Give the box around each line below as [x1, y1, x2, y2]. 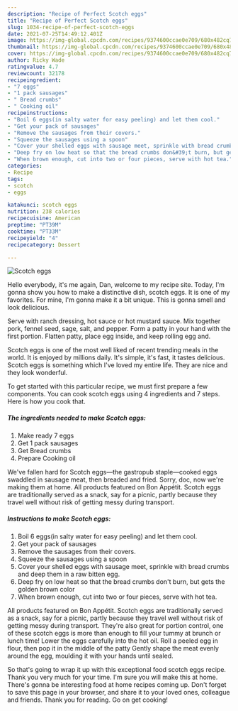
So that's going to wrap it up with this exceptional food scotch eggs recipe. [7, 666, 227, 674]
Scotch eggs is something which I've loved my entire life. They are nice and [7, 361, 228, 369]
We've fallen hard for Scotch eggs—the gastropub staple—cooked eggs [7, 468, 217, 477]
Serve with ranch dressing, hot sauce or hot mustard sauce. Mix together [7, 317, 221, 325]
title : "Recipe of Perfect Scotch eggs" [7, 17, 129, 24]
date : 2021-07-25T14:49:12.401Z [7, 30, 103, 38]
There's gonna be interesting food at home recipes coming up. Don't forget [7, 680, 227, 689]
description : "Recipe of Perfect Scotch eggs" [7, 10, 147, 18]
